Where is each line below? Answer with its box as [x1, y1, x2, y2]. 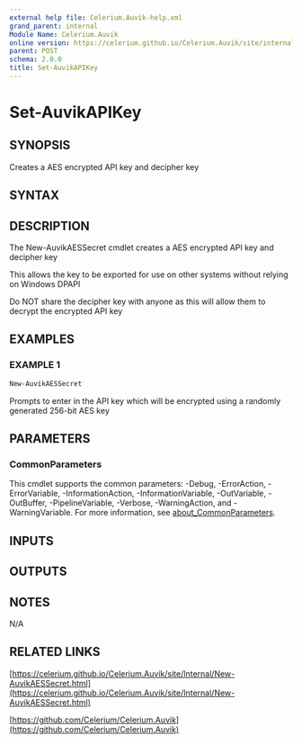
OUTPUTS [9, 564, 67, 579]
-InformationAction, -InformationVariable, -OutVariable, [62, 488, 267, 499]
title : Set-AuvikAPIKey [9, 64, 99, 73]
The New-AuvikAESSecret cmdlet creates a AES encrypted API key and [9, 242, 274, 253]
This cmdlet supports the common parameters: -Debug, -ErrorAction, [9, 479, 267, 489]
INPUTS [9, 533, 54, 549]
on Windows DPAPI [9, 279, 81, 290]
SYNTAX [9, 188, 60, 203]
